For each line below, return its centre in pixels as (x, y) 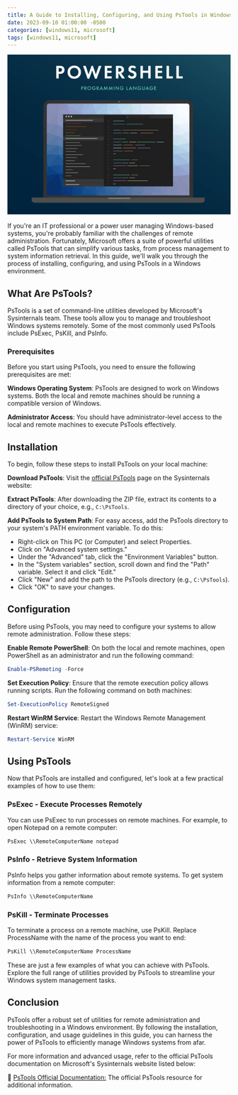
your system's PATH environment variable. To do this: (85, 528)
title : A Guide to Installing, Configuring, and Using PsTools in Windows (120, 15)
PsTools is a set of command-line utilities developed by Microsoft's (105, 310)
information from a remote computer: (61, 882)
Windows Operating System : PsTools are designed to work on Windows (113, 388)
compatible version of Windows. (55, 403)
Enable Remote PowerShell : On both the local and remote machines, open (116, 648)
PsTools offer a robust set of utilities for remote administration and (104, 1020)
